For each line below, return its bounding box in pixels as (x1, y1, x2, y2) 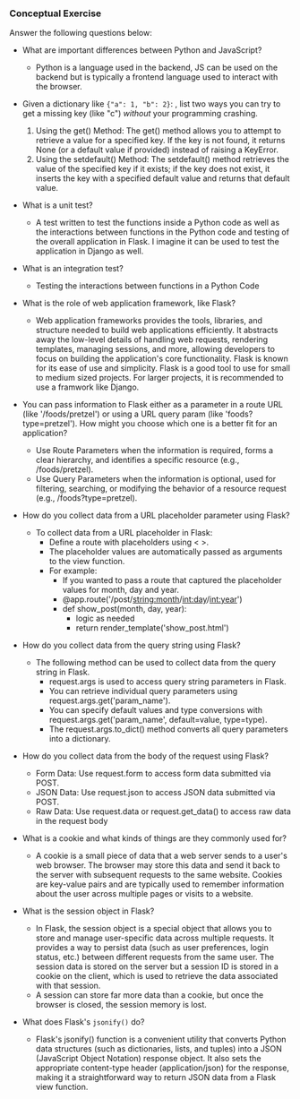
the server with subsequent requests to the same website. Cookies (35, 870, 283, 880)
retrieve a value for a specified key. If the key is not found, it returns (35, 135, 286, 146)
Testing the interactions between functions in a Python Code (35, 280, 260, 291)
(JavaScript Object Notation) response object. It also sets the (35, 1053, 261, 1064)
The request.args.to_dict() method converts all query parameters (48, 724, 288, 734)
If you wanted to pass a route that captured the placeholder (62, 575, 282, 586)
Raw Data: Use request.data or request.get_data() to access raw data (35, 806, 291, 817)
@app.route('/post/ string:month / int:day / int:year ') (62, 594, 244, 605)
